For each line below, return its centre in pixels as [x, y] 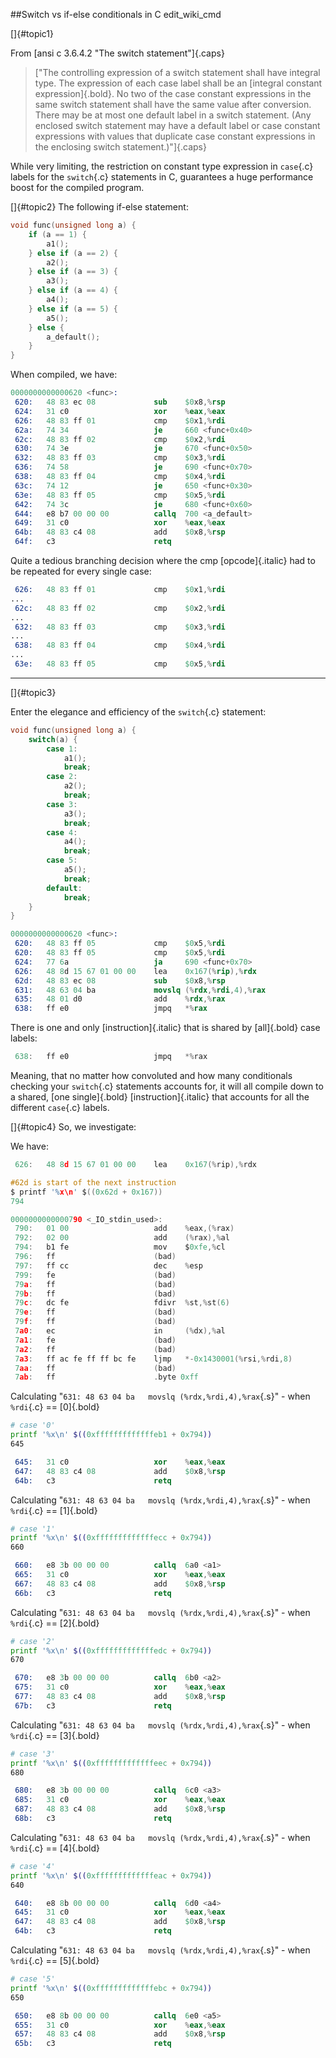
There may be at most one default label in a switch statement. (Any [173, 115]
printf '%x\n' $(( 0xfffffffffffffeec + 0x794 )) [111, 1763]
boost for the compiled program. [77, 187]
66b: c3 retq [93, 1593]
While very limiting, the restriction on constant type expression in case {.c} [162, 166]
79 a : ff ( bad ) [95, 1284]
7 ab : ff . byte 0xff [106, 1377]
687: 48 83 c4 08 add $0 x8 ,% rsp [120, 1809]
